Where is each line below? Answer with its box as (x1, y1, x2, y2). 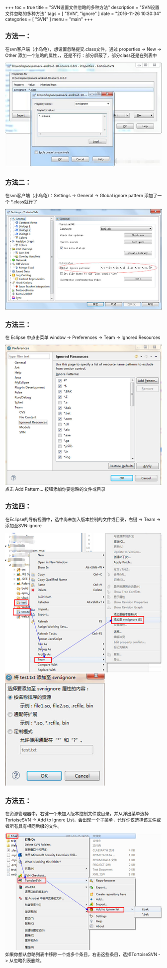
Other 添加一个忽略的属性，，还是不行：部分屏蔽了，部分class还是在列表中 (5, 52, 157, 58)
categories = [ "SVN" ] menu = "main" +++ (5, 16, 93, 22)
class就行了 (13, 199, 38, 205)
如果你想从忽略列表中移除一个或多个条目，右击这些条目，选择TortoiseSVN (5, 951, 158, 957)
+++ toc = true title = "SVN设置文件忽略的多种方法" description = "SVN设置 (5, 4, 160, 10)
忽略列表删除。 (13, 958, 45, 964)
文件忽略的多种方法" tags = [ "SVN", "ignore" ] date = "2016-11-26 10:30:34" (5, 10, 162, 16)
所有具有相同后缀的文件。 (9, 823, 62, 829)
